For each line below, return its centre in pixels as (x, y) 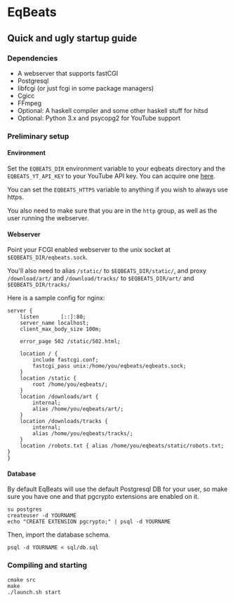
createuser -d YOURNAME (42, 516)
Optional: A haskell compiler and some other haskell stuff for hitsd (113, 110)
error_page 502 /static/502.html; (70, 342)
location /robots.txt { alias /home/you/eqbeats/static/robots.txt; (122, 446)
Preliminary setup (38, 136)
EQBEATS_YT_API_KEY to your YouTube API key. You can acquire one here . (112, 176)
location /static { (48, 379)
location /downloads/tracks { (64, 422)
